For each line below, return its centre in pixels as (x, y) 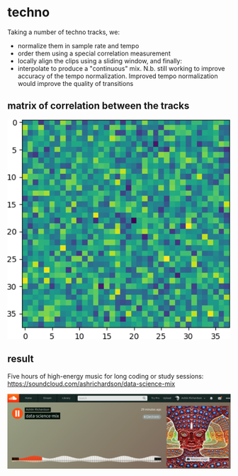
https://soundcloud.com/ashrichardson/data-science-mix (91, 384)
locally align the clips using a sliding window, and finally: (100, 60)
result (21, 359)
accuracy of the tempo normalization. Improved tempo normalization (118, 76)
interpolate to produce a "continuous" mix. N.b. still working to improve (121, 68)
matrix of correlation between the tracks (98, 106)
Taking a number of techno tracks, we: (64, 32)
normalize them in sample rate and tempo (78, 45)
